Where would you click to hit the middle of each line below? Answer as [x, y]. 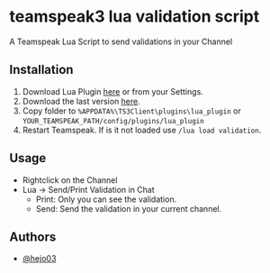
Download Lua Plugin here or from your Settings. [113, 91]
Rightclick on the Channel [70, 180]
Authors [33, 237]
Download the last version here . [81, 101]
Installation [41, 70]
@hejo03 [39, 259]
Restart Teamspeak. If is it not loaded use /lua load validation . [142, 130]
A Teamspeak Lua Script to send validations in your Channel [121, 41]
